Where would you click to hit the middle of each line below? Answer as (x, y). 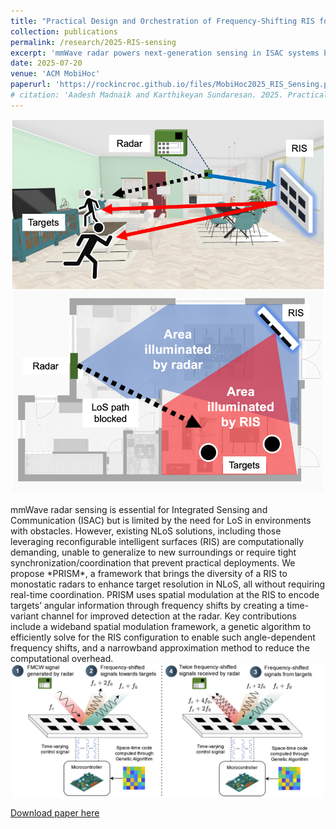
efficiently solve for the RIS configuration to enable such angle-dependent (163, 637)
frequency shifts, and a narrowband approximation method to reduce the (160, 648)
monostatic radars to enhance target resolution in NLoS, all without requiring (168, 584)
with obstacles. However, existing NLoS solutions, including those (146, 531)
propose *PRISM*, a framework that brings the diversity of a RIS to (149, 574)
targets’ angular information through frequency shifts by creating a (147, 606)
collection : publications (64, 31)
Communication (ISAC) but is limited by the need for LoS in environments (161, 521)
